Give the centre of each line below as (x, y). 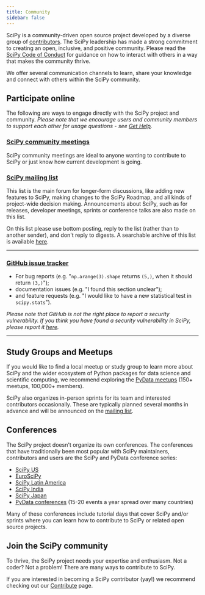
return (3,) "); (32, 283)
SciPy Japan (31, 496)
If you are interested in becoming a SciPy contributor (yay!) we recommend (101, 579)
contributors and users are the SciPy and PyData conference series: (92, 458)
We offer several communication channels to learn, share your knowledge (99, 73)
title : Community (28, 12)
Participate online (41, 98)
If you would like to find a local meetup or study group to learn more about (100, 367)
